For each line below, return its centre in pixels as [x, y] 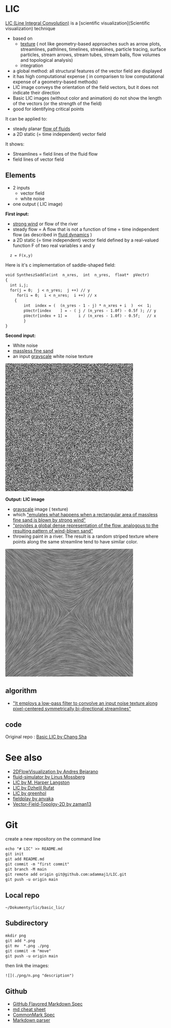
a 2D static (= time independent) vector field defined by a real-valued [86, 240]
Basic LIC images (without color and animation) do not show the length [87, 98]
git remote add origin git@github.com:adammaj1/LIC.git [66, 875]
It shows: [15, 144]
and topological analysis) [46, 60]
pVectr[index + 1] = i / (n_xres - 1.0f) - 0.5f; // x [90, 316]
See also [24, 758]
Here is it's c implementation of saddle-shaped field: [60, 265]
